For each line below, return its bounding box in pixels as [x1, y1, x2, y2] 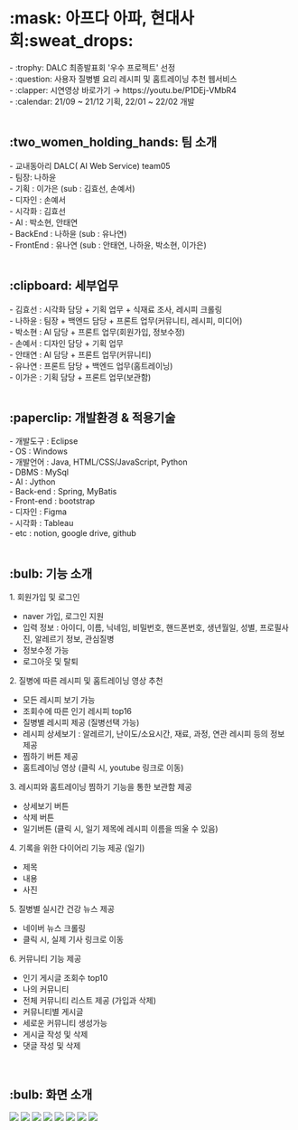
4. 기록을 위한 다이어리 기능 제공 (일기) [9, 843, 145, 853]
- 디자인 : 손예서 [9, 194, 66, 205]
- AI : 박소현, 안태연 [9, 217, 79, 228]
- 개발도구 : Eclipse [9, 436, 79, 447]
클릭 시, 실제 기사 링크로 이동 [22, 934, 125, 945]
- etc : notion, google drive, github [9, 528, 137, 539]
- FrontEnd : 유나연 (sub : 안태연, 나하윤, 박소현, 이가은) [9, 240, 208, 250]
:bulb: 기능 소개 [9, 566, 93, 581]
